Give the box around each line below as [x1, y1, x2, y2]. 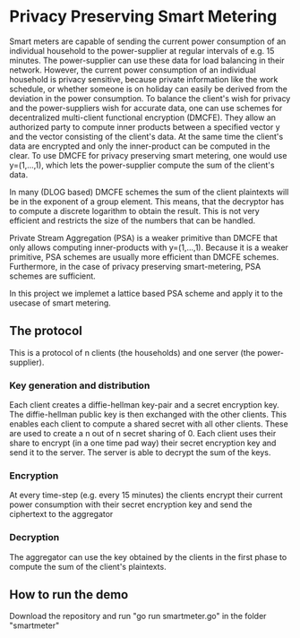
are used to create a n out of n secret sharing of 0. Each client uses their [9, 428, 277, 439]
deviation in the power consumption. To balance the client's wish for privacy [9, 92, 291, 104]
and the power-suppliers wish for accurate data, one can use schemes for [9, 102, 283, 113]
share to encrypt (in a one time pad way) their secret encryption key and [9, 437, 277, 449]
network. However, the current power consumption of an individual [9, 65, 257, 75]
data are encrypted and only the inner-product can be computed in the [9, 141, 270, 151]
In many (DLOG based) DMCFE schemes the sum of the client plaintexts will [9, 186, 289, 197]
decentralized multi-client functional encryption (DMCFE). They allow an [9, 112, 276, 123]
